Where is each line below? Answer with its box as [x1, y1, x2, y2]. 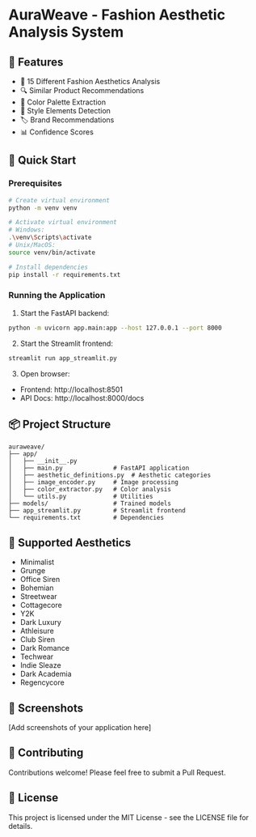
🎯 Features [8, 55, 64, 69]
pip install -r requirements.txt [8, 270, 121, 278]
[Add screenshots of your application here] [8, 723, 152, 733]
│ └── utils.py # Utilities [8, 492, 153, 501]
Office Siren [19, 575, 61, 584]
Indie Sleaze [19, 661, 62, 670]
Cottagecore [19, 601, 62, 610]
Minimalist [19, 557, 55, 567]
